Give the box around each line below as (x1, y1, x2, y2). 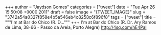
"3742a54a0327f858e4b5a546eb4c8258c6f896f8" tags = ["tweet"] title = (5, 14, 156, 20)
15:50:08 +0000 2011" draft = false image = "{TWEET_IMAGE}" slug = (5, 9, 146, 15)
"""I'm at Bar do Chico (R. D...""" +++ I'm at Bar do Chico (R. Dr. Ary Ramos (5, 19, 157, 25)
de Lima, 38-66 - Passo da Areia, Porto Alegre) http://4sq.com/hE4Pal (5, 24, 147, 30)
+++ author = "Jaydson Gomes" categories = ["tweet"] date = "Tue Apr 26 (5, 4, 155, 10)
